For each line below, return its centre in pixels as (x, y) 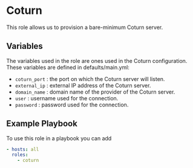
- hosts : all (23, 149)
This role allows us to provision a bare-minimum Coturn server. (85, 27)
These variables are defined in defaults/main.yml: (68, 67)
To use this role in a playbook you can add (59, 138)
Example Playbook (42, 124)
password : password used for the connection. (72, 105)
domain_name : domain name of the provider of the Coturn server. (95, 92)
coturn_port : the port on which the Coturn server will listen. (90, 79)
